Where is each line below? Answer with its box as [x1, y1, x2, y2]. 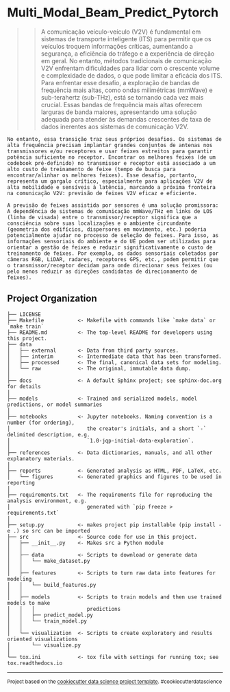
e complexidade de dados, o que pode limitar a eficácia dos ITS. [40, 71, 222, 80]
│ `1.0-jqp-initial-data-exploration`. [7, 437, 194, 444]
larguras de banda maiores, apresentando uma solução [40, 108, 197, 116]
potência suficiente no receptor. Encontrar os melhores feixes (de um [7, 153, 216, 161]
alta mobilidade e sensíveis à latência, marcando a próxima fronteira [7, 183, 216, 190]
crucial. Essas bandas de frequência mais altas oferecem [40, 100, 203, 109]
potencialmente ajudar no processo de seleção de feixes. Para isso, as [7, 232, 219, 238]
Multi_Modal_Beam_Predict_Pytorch [7, 5, 219, 21]
